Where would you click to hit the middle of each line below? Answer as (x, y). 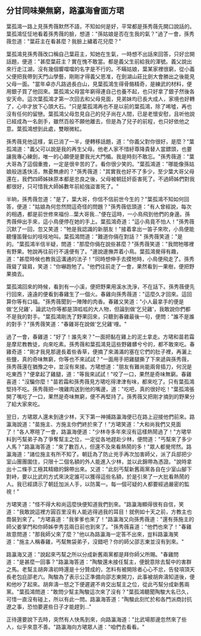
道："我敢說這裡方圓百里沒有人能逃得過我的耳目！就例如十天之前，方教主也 (99, 512)
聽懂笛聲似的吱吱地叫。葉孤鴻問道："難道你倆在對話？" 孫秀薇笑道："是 (95, 236)
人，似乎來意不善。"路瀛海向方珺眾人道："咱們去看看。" (75, 626)
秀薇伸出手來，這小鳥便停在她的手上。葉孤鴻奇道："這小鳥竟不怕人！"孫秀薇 (100, 221)
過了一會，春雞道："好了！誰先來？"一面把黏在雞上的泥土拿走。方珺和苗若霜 (100, 336)
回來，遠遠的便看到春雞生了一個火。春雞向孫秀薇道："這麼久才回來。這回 (102, 294)
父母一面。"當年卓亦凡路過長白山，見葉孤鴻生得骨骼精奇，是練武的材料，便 (99, 84)
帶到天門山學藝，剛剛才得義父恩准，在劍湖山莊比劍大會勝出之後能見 (111, 76)
